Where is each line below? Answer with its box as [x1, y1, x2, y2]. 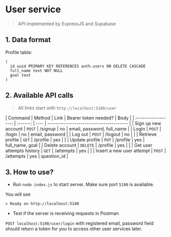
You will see [5, 191, 31, 197]
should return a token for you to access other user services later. [5, 226, 143, 232]
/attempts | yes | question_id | [5, 153, 68, 159]
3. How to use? [5, 168, 54, 176]
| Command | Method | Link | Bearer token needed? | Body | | [5, 115, 135, 121]
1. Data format [5, 35, 51, 44]
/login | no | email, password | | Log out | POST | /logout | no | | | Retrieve [5, 131, 157, 137]
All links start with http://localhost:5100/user [17, 104, 117, 111]
